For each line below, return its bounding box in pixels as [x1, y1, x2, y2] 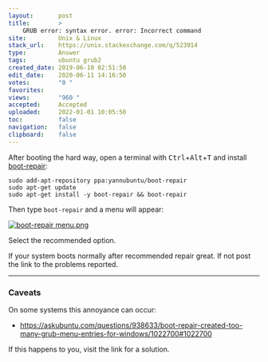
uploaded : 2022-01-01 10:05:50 [8, 109, 127, 117]
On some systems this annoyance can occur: [8, 304, 157, 314]
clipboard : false [8, 130, 77, 138]
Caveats [8, 287, 41, 298]
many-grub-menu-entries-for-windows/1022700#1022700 [19, 328, 213, 338]
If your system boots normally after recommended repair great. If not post [8, 251, 251, 261]
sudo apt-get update [8, 183, 77, 192]
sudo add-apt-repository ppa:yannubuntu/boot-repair [8, 177, 187, 185]
